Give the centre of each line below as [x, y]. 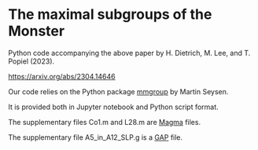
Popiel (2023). [31, 61]
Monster [37, 31]
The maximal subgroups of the [110, 15]
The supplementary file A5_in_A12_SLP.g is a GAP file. [96, 137]
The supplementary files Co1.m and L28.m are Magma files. [105, 122]
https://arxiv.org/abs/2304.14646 [62, 76]
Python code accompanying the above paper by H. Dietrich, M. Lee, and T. [129, 53]
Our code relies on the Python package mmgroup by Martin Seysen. [118, 91]
